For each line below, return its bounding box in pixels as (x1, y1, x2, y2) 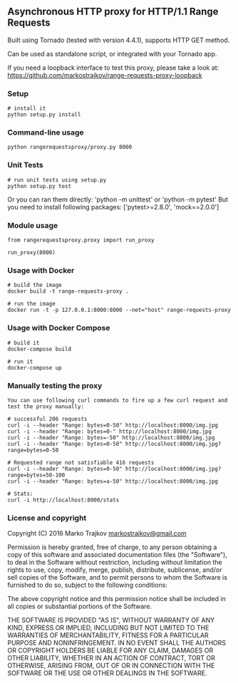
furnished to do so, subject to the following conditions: (7, 580, 167, 590)
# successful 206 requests (7, 415, 88, 422)
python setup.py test (7, 182, 72, 189)
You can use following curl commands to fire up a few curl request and (7, 397, 228, 404)
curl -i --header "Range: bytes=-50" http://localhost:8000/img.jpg (7, 434, 215, 441)
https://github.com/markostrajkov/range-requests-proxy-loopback (7, 71, 202, 79)
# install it (7, 105, 46, 113)
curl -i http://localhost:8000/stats (7, 496, 120, 504)
